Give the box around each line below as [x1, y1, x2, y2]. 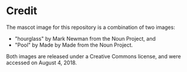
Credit [6, 4, 37, 18]
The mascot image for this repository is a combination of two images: [6, 24, 176, 31]
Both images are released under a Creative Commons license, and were [6, 53, 182, 60]
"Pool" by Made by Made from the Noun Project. [14, 41, 133, 48]
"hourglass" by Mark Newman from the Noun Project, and [14, 35, 156, 42]
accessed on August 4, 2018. [6, 59, 77, 66]
